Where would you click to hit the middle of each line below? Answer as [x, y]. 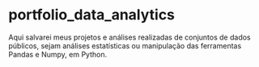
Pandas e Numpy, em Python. [58, 54]
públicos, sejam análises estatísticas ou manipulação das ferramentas [125, 45]
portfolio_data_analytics [92, 15]
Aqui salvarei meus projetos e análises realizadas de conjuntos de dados [129, 37]
